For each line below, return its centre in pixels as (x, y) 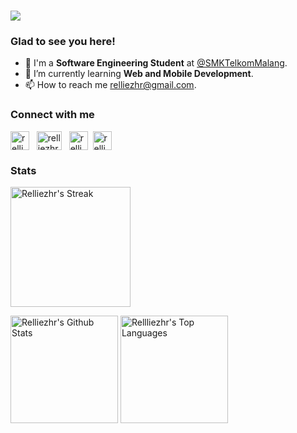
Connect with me (52, 115)
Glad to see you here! (63, 42)
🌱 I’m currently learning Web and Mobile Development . (139, 74)
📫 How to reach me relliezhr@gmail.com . (110, 85)
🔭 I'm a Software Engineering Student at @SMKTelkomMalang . (156, 63)
